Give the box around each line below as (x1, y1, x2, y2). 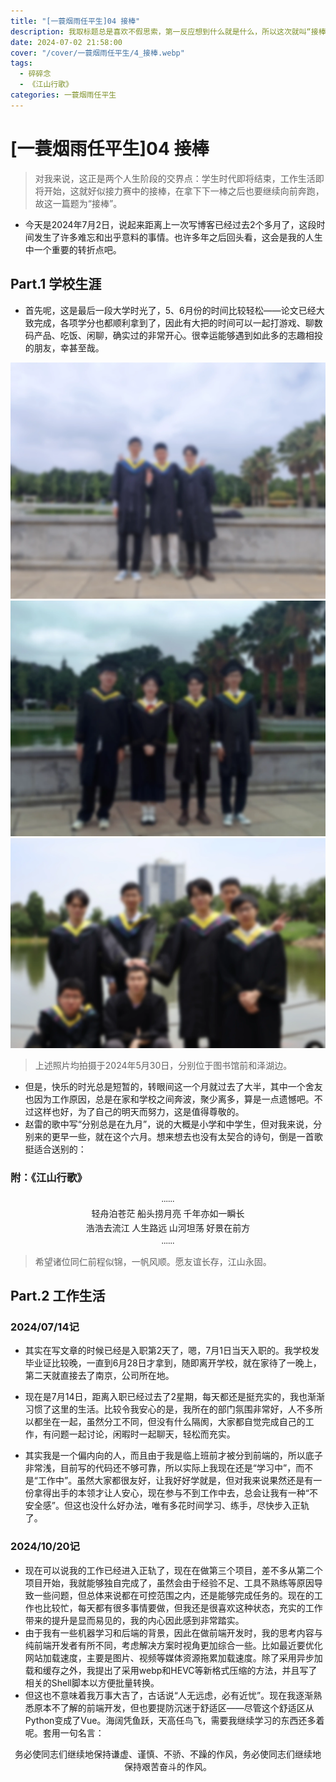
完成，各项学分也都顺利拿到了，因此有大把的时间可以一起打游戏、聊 (33, 316, 315, 329)
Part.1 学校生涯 (10, 276, 102, 293)
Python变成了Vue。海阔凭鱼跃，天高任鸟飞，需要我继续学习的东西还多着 (24, 1714, 325, 1726)
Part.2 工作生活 (10, 1288, 106, 1305)
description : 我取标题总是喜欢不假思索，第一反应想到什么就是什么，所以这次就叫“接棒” (10, 26, 331, 37)
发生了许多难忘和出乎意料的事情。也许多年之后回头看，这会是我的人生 (33, 231, 323, 243)
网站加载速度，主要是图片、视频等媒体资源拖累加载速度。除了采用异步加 (24, 1651, 323, 1664)
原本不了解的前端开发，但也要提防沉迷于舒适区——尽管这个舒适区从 (33, 1701, 315, 1714)
